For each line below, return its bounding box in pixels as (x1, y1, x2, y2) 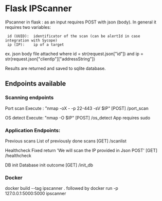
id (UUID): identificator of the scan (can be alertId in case (7, 34, 140, 39)
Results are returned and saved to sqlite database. (5, 65, 106, 71)
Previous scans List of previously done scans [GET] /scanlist (5, 138, 126, 144)
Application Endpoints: (5, 127, 61, 134)
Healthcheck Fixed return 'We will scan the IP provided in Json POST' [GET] (5, 147, 158, 153)
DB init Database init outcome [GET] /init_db (5, 162, 93, 168)
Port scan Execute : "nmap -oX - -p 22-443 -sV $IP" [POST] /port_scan (5, 105, 149, 111)
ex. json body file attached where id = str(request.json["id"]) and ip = (5, 51, 144, 57)
